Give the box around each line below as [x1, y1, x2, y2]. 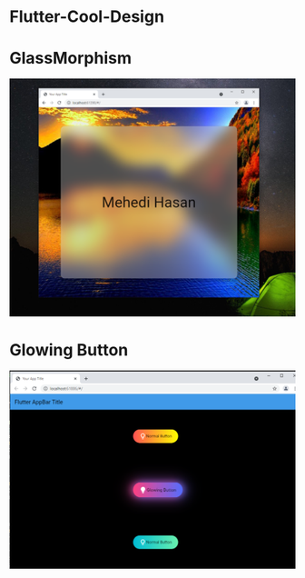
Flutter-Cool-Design [9, 6, 165, 27]
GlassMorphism [9, 48, 132, 69]
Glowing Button [9, 340, 129, 361]
